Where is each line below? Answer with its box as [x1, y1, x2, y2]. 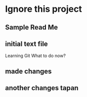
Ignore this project [5, 3, 83, 15]
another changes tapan [5, 84, 79, 92]
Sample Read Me [5, 23, 58, 32]
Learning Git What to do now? [5, 53, 66, 59]
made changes [5, 67, 52, 75]
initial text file [5, 39, 48, 48]
